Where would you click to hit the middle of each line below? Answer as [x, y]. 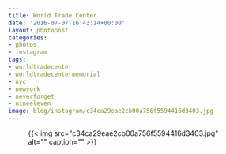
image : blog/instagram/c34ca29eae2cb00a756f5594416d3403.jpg [111, 111]
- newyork [24, 89]
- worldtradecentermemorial [55, 74]
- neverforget [32, 96]
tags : [17, 60]
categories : [28, 38]
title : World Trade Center [53, 15]
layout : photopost [38, 30]
